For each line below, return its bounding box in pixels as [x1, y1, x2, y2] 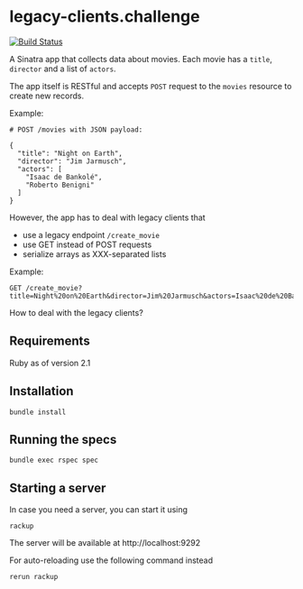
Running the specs [9, 431, 117, 447]
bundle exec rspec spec [9, 456, 99, 465]
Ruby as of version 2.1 [9, 357, 91, 368]
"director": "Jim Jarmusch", [17, 156, 127, 166]
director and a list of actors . [9, 63, 116, 74]
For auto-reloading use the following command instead [9, 555, 214, 566]
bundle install [9, 408, 67, 417]
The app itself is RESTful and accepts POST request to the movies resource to [9, 80, 292, 91]
